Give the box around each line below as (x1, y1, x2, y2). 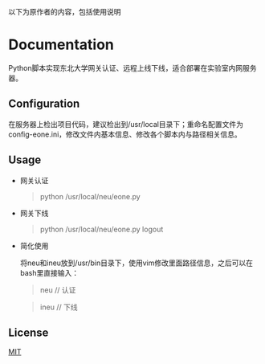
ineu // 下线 (39, 302, 78, 312)
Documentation (8, 35, 115, 54)
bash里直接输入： (19, 268, 79, 277)
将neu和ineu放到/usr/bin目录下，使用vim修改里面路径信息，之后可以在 (19, 258, 253, 268)
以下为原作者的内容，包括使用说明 (8, 7, 121, 16)
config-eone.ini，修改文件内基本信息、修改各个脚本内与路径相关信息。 (8, 129, 243, 139)
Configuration (8, 97, 80, 111)
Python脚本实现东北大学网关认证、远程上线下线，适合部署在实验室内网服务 (8, 63, 257, 72)
